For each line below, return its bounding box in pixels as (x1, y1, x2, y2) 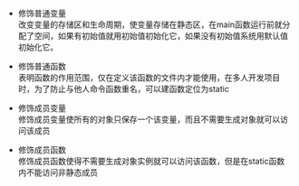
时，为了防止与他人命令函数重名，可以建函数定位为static (17, 84, 229, 94)
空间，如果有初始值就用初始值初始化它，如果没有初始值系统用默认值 (34, 31, 288, 41)
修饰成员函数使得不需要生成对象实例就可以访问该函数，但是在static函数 (17, 156, 285, 166)
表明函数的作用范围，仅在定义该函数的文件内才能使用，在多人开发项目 (17, 72, 281, 83)
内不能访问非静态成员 (17, 167, 98, 178)
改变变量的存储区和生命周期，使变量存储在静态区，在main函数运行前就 (17, 19, 283, 30)
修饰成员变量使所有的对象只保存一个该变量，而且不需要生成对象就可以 (17, 114, 281, 125)
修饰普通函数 (17, 61, 66, 71)
